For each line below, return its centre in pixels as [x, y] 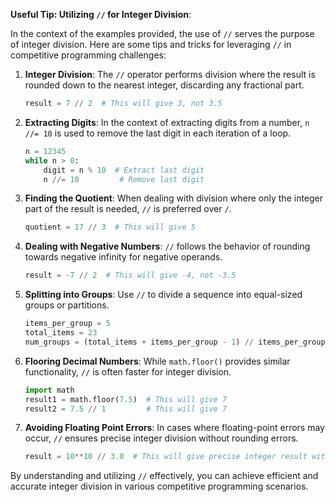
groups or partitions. [67, 305]
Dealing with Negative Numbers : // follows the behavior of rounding [167, 246]
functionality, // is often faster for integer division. [128, 371]
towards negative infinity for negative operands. [123, 257]
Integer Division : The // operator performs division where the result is [170, 74]
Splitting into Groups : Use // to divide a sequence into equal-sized [163, 295]
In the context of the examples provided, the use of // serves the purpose [162, 33]
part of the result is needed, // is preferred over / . [128, 209]
